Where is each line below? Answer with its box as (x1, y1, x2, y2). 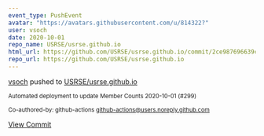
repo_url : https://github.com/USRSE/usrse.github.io (8, 56, 185, 64)
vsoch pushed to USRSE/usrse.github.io (8, 76, 137, 86)
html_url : (8, 48, 41, 56)
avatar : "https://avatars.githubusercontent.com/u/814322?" (8, 19, 210, 27)
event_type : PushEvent (8, 11, 82, 20)
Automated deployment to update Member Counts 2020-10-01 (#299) (8, 92, 197, 100)
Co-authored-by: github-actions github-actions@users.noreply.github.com (8, 105, 210, 114)
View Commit (8, 119, 52, 129)
